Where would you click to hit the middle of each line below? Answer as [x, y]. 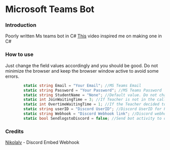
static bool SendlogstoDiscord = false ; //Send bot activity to [93, 118]
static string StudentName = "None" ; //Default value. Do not [90, 95]
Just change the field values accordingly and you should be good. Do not [82, 65]
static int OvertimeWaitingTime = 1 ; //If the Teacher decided [91, 105]
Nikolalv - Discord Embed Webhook [42, 142]
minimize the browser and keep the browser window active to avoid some [82, 71]
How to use [19, 55]
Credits [14, 131]
